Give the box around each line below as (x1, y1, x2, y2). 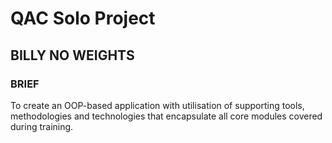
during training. (10, 120, 74, 132)
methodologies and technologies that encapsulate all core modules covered (10, 110, 323, 122)
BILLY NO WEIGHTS (10, 47, 135, 64)
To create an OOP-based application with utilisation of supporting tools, (10, 99, 305, 111)
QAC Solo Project (10, 7, 156, 30)
